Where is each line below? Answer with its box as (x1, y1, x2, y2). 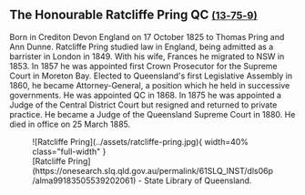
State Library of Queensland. (144, 175, 252, 186)
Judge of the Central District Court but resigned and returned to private (9, 99, 278, 110)
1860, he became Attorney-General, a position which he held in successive (9, 79, 290, 90)
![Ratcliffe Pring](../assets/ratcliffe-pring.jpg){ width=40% (32, 136, 249, 147)
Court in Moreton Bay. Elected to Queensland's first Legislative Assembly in (9, 70, 293, 81)
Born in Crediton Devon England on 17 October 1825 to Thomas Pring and (9, 31, 285, 42)
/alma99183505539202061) (32, 175, 137, 186)
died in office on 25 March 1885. (9, 118, 131, 129)
